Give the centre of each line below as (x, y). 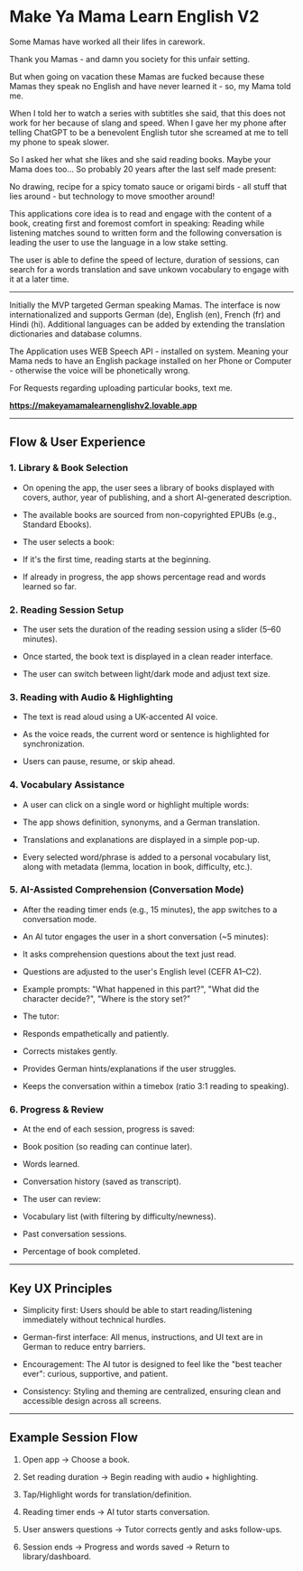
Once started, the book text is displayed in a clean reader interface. (147, 656)
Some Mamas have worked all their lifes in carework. (107, 42)
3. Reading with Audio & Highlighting (91, 697)
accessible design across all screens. (92, 1400)
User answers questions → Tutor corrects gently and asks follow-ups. (152, 1529)
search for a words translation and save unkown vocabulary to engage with (149, 269)
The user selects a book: (68, 541)
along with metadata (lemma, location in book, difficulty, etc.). (137, 866)
